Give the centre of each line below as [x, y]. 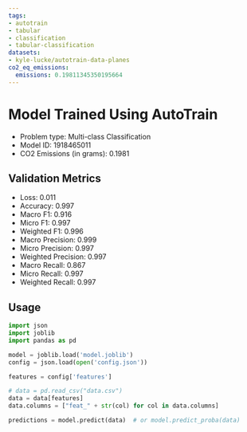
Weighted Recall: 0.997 [58, 282]
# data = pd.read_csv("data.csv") [66, 391]
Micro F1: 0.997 [45, 223]
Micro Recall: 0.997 [51, 274]
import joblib [32, 333]
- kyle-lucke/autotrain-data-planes [69, 61]
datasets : [25, 53]
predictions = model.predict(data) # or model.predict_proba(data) [124, 420]
